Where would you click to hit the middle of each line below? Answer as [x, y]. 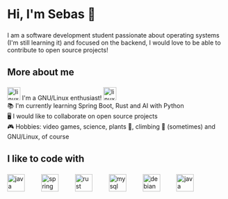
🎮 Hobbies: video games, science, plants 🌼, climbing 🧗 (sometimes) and [111, 127]
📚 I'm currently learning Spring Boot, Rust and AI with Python [96, 106]
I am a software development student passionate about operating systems [114, 35]
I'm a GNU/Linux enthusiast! [62, 98]
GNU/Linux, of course [38, 137]
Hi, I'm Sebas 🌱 [51, 14]
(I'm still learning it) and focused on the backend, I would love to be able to [114, 43]
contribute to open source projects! [58, 50]
